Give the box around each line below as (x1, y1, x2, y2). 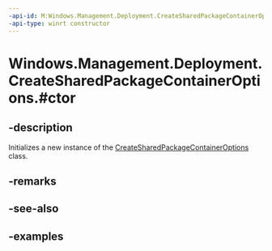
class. (8, 151, 28, 160)
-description (8, 121, 73, 134)
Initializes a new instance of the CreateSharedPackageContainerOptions (8, 143, 249, 152)
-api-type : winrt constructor (8, 19, 111, 28)
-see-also (8, 202, 59, 215)
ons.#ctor (8, 88, 76, 107)
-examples (8, 229, 64, 243)
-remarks (8, 174, 57, 188)
